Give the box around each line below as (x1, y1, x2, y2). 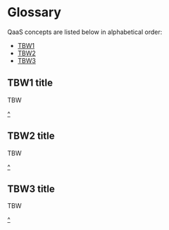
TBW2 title (7, 130, 55, 142)
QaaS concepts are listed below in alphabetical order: (7, 28, 163, 36)
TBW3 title (7, 183, 55, 195)
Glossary (7, 4, 62, 21)
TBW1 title (7, 77, 54, 89)
